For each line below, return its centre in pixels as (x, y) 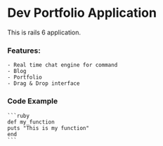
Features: (24, 51)
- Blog (17, 72)
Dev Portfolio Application (82, 13)
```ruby (19, 116)
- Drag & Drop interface (44, 84)
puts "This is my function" (48, 128)
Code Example (33, 101)
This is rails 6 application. (44, 32)
